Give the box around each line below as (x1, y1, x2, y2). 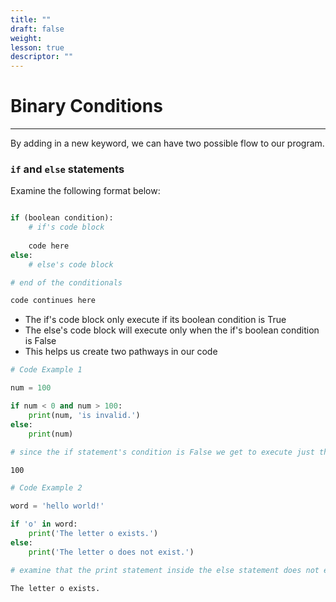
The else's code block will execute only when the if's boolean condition (24, 324, 320, 336)
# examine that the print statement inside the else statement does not (10, 566, 320, 576)
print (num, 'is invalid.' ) (28, 410, 141, 420)
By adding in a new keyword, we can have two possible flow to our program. (10, 137, 325, 150)
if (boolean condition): (10, 213, 114, 223)
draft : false (10, 24, 65, 34)
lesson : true (10, 42, 65, 53)
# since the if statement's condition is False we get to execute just (10, 447, 315, 458)
